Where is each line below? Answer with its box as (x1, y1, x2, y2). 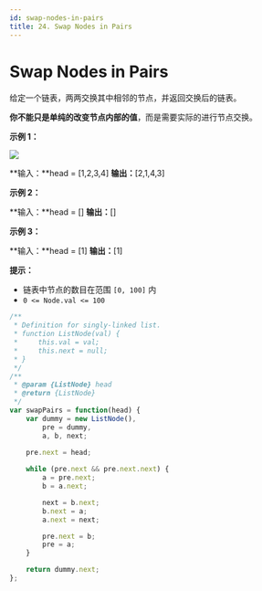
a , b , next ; (42, 431, 89, 440)
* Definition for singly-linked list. (13, 321, 162, 330)
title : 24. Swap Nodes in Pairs (9, 22, 132, 31)
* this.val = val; (13, 338, 100, 347)
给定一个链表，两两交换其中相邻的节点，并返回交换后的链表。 (9, 92, 242, 103)
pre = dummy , (42, 422, 92, 432)
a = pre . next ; (42, 473, 96, 482)
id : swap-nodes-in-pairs (9, 13, 104, 23)
